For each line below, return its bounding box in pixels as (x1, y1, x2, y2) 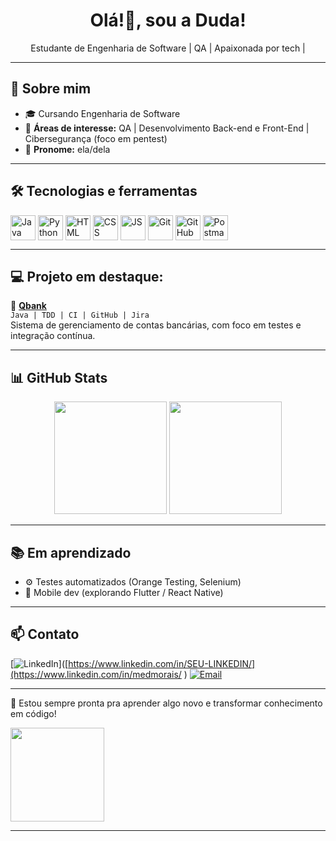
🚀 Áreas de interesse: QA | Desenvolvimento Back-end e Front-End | (24, 122, 310, 134)
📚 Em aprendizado (10, 544, 132, 561)
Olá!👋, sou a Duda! (89, 9, 247, 32)
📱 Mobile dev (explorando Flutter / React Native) (24, 587, 224, 598)
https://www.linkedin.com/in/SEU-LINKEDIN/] (68, 657, 256, 669)
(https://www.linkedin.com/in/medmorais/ (10, 668, 182, 680)
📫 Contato (10, 626, 80, 643)
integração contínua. (10, 330, 96, 342)
